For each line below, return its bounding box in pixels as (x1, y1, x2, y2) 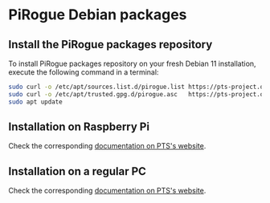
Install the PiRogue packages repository (8, 38, 213, 51)
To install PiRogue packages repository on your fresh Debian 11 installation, (8, 59, 256, 68)
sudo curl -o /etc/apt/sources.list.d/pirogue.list (8, 83, 185, 91)
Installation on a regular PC (8, 164, 147, 178)
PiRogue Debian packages (8, 6, 187, 24)
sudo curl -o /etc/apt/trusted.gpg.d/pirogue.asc (8, 90, 178, 98)
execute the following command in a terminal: (8, 67, 159, 77)
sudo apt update (8, 98, 63, 106)
